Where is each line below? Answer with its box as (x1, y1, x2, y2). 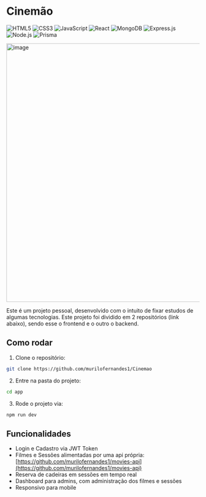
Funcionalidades (6, 428, 72, 439)
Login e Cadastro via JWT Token (15, 445, 98, 452)
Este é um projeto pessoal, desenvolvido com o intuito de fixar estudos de (6, 306, 194, 314)
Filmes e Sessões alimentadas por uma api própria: (15, 452, 145, 459)
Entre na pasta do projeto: (15, 377, 82, 384)
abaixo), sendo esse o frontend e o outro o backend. (6, 320, 139, 327)
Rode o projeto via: (15, 400, 63, 407)
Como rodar (6, 338, 53, 348)
